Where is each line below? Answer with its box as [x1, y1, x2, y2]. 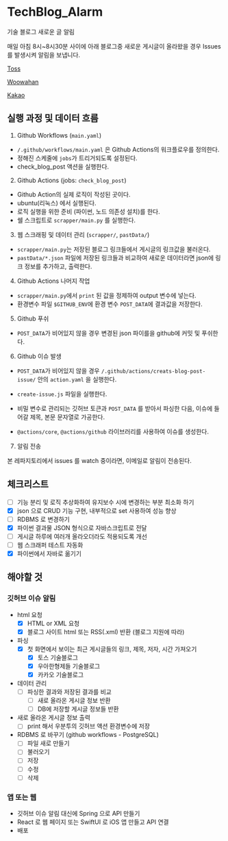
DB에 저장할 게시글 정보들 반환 [37, 705, 119, 713]
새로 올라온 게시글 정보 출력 [16, 714, 91, 722]
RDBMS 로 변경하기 [16, 515, 70, 523]
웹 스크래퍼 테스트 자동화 [16, 540, 84, 549]
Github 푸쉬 [16, 314, 49, 323]
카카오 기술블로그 [37, 670, 84, 679]
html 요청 [16, 610, 43, 618]
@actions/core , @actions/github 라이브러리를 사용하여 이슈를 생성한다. [16, 427, 209, 436]
